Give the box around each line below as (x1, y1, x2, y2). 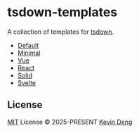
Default (17, 41, 39, 49)
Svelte (17, 78, 37, 87)
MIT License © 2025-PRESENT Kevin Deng (7, 118, 133, 126)
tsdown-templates (7, 4, 118, 20)
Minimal (17, 49, 41, 57)
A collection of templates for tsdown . (7, 27, 114, 36)
